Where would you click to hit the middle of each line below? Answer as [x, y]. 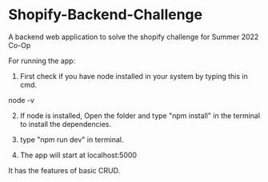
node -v [21, 100]
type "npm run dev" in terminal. [72, 139]
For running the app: [42, 61]
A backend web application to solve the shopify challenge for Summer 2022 [134, 37]
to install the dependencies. [66, 124]
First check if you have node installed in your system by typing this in [134, 76]
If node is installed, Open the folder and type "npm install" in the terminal [140, 115]
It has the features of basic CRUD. [64, 170]
